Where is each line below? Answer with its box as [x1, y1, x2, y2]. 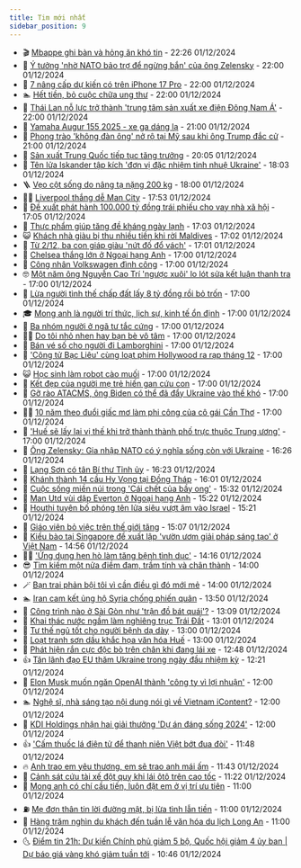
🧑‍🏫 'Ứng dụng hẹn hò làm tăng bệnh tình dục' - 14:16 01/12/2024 [22, 550, 262, 560]
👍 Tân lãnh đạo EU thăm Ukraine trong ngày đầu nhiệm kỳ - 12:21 [22, 654, 266, 665]
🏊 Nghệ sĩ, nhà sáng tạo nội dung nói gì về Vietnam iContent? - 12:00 [22, 696, 281, 707]
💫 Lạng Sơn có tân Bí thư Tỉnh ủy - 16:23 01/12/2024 [22, 464, 216, 475]
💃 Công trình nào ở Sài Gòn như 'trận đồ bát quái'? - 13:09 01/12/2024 [22, 605, 281, 616]
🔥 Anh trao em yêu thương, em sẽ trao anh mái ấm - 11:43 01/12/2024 [22, 761, 279, 772]
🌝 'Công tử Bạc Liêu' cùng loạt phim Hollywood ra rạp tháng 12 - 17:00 [22, 349, 283, 360]
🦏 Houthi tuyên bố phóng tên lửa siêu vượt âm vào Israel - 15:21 [22, 502, 257, 513]
